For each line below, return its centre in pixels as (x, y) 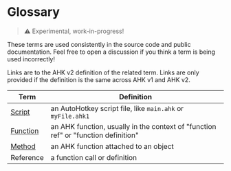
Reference (27, 157)
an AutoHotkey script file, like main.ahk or (117, 108)
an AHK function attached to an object (112, 146)
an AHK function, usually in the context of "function (133, 126)
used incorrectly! (31, 59)
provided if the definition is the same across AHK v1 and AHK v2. (99, 79)
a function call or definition (94, 157)
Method (23, 146)
